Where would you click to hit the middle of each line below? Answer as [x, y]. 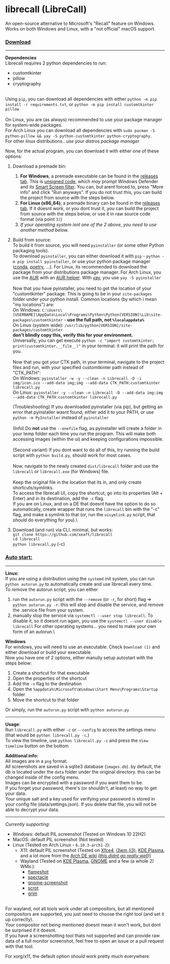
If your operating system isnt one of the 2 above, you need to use [88, 225]
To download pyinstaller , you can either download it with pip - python [86, 256]
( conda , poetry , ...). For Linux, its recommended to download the [80, 267]
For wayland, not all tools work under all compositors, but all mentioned [80, 908]
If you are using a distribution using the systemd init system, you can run [80, 578]
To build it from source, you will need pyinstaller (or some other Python [88, 245]
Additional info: [22, 755]
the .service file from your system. [48, 610]
